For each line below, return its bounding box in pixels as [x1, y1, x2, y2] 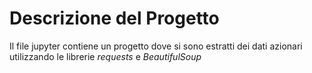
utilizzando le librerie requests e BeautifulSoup [9, 50, 202, 62]
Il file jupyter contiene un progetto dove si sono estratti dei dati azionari [9, 40, 303, 52]
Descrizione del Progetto [9, 7, 220, 30]
